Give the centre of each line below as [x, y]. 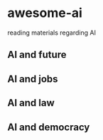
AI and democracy [49, 127]
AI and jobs [33, 79]
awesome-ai [45, 13]
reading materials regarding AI [51, 33]
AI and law [31, 103]
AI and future [37, 55]
